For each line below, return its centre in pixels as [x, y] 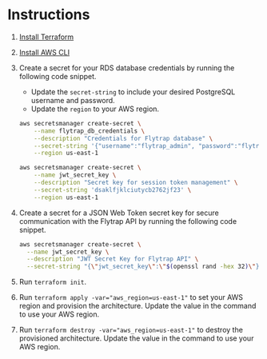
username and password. [73, 100]
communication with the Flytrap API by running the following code [128, 221]
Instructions [49, 15]
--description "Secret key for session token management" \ [136, 183]
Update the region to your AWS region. [95, 109]
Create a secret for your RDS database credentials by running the [127, 68]
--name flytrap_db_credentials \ [90, 131]
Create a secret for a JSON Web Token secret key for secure [119, 213]
